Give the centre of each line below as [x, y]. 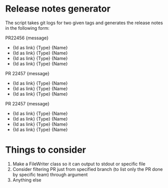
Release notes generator [58, 9]
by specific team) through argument [50, 174]
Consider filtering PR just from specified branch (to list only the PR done [88, 169]
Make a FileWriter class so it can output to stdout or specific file [79, 164]
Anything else [27, 180]
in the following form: [27, 28]
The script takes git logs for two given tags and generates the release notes [84, 23]
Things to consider [46, 150]
